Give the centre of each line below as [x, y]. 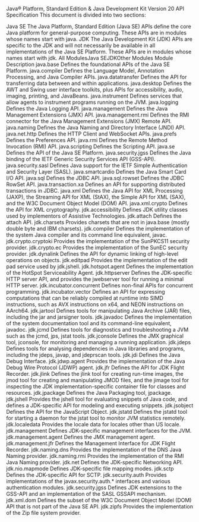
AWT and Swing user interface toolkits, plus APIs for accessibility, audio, [95, 89]
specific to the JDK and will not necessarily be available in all [81, 45]
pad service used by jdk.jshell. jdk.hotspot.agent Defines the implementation [100, 266]
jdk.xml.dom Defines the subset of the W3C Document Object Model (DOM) [99, 500]
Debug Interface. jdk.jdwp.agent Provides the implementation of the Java [96, 361]
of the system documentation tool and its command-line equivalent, [89, 323]
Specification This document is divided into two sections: [76, 15]
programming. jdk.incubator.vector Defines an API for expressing [86, 292]
